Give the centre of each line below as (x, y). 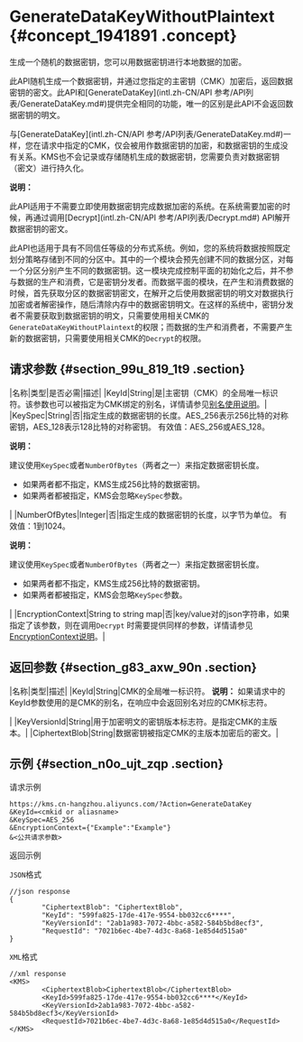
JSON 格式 (26, 875)
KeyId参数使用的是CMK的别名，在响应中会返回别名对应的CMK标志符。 (141, 702)
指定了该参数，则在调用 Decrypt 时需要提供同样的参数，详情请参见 (132, 625)
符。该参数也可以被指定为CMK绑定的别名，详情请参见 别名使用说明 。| (138, 404)
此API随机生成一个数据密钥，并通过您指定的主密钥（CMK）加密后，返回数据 (151, 81)
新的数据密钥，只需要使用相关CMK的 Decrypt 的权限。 (108, 338)
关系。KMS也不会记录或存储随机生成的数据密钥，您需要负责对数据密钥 (148, 156)
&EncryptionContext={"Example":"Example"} (90, 828)
